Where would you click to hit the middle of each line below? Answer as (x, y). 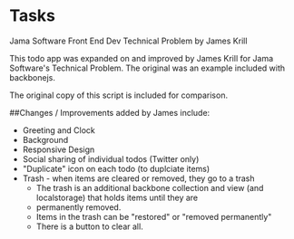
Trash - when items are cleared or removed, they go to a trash (139, 178)
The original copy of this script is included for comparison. (119, 95)
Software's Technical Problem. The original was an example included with (147, 68)
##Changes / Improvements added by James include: (110, 112)
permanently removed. (78, 207)
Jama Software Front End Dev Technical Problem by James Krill (128, 41)
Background (45, 139)
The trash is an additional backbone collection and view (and (150, 187)
